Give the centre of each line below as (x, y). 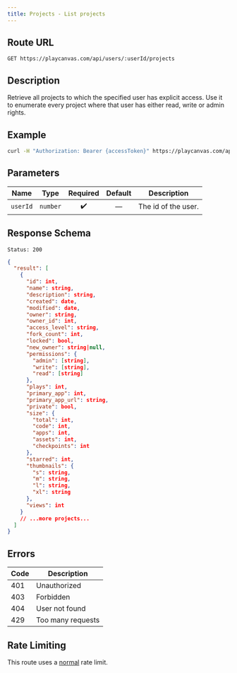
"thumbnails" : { (50, 466)
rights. (17, 113)
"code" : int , (52, 426)
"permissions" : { (51, 354)
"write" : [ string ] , (61, 367)
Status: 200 (25, 249)
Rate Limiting (37, 645)
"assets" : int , (55, 439)
